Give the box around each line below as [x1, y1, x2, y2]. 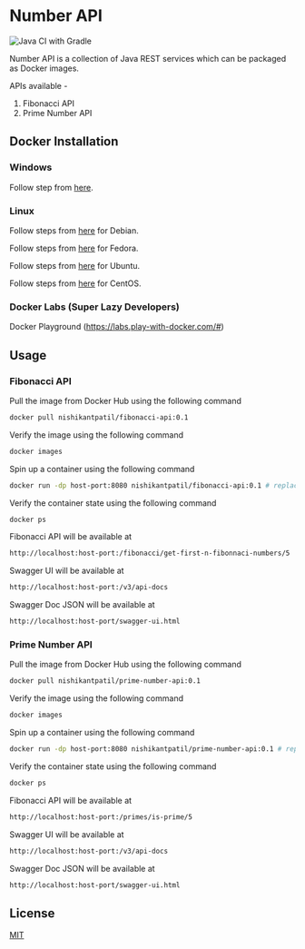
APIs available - [9, 80, 68, 91]
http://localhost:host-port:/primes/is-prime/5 [9, 812, 193, 822]
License [9, 905, 55, 921]
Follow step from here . [9, 182, 93, 193]
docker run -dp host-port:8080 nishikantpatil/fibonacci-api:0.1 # [9, 480, 271, 490]
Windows [9, 161, 53, 173]
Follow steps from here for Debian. [9, 224, 139, 236]
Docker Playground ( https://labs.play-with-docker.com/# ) [9, 321, 224, 332]
